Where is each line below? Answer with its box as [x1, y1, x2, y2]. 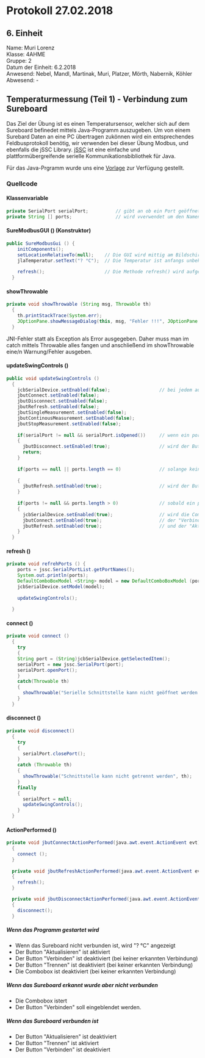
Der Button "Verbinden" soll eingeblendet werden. [15, 1003, 142, 1010]
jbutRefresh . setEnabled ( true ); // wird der [22, 483, 190, 489]
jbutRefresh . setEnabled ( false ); [17, 404, 99, 410]
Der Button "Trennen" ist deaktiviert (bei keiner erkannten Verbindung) [15, 961, 193, 968]
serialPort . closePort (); [22, 750, 86, 757]
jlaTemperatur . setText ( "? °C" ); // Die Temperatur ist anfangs [17, 257, 184, 264]
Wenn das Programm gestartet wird [6, 926, 99, 934]
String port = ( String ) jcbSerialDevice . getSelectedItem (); [17, 655, 171, 662]
